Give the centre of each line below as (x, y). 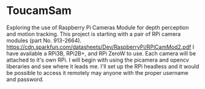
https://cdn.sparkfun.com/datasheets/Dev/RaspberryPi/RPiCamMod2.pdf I (100, 47)
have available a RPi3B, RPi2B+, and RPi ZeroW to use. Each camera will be (101, 53)
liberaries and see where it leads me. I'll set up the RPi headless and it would (103, 66)
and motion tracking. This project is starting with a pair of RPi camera (94, 34)
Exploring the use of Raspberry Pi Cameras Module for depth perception (98, 27)
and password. (25, 79)
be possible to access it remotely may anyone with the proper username (97, 73)
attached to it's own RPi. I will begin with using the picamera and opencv (98, 60)
